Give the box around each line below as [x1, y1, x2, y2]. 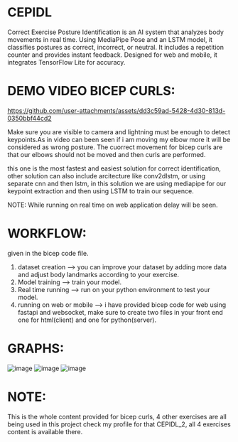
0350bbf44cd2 [7, 114, 52, 122]
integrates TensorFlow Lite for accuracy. [7, 58, 126, 66]
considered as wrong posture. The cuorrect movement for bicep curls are [7, 143, 223, 151]
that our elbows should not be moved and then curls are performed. [7, 150, 206, 158]
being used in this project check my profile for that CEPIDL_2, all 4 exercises [7, 420, 231, 428]
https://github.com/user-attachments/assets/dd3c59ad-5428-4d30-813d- [7, 106, 226, 114]
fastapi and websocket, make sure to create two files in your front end [17, 308, 224, 316]
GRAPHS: [7, 340, 65, 356]
